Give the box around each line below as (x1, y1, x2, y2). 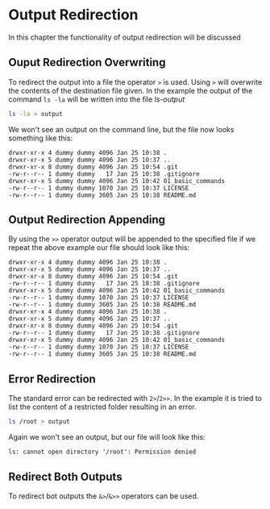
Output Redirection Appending (8, 213, 166, 227)
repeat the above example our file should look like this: (8, 243, 190, 252)
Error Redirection (8, 372, 97, 386)
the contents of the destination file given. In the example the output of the (8, 86, 253, 95)
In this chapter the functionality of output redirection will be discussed (8, 32, 242, 42)
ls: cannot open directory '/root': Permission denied (8, 448, 197, 457)
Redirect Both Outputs (8, 469, 123, 483)
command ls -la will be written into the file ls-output (8, 94, 185, 104)
